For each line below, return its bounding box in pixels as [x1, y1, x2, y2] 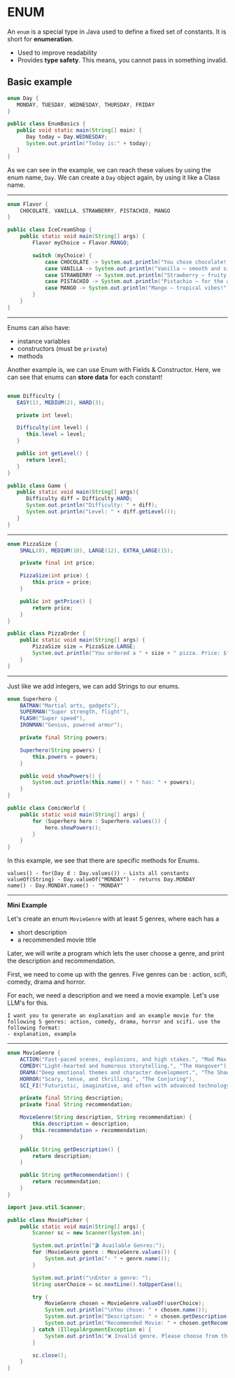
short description [17, 928, 67, 937]
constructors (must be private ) [17, 344, 108, 352]
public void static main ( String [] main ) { [16, 127, 142, 134]
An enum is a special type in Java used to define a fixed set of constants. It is [7, 27, 227, 36]
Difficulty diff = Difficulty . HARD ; [25, 495, 133, 502]
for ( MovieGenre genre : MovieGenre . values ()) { [32, 1248, 177, 1256]
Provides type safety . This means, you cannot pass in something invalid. [17, 55, 228, 64]
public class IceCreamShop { [7, 226, 92, 233]
